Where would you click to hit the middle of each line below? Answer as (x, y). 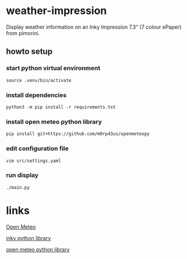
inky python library (29, 238)
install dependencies (36, 95)
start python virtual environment (53, 68)
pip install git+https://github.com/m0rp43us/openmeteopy (78, 134)
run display (22, 175)
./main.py (18, 187)
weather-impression (57, 11)
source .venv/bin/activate (39, 80)
